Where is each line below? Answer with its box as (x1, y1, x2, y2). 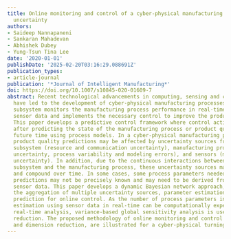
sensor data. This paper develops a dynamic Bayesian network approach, (13, 183, 226, 190)
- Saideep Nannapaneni (7, 29, 72, 37)
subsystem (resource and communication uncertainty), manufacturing (13, 145, 214, 152)
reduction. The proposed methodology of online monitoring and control (13, 215, 223, 222)
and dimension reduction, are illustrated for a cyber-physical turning (13, 221, 226, 228)
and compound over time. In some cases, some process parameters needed (13, 170, 226, 177)
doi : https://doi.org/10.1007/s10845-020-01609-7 (7, 87, 153, 94)
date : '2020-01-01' (7, 55, 63, 62)
